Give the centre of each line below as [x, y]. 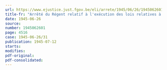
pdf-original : [20, 55]
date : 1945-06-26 [23, 19]
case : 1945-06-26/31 [27, 37]
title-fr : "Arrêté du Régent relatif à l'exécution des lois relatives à [83, 14]
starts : [13, 46]
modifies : [15, 51]
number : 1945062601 [25, 28]
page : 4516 [16, 33]
